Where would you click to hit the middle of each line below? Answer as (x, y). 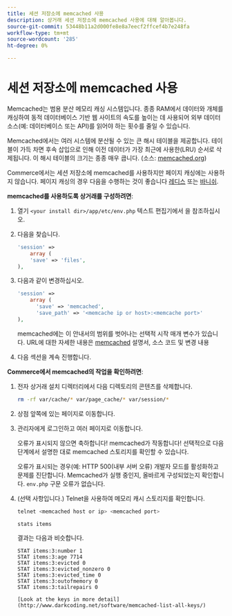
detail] (109, 599)
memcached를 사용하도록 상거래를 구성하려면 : (70, 196)
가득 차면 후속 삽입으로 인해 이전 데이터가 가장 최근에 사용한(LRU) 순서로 (117, 149)
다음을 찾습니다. (38, 234)
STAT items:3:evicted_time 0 (59, 575)
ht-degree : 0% (28, 46)
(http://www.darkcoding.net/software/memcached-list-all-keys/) (112, 606)
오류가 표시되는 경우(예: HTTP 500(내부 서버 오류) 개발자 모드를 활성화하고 (118, 466)
